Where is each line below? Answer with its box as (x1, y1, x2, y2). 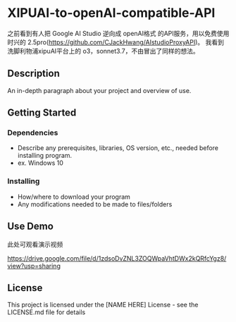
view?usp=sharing (7, 261, 61, 270)
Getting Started (7, 107, 77, 119)
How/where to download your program (17, 192, 130, 201)
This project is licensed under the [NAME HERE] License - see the (7, 301, 199, 309)
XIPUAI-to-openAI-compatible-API (7, 5, 216, 21)
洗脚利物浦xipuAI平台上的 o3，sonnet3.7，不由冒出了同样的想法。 (7, 47, 199, 55)
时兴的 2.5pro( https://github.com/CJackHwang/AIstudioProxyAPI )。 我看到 (7, 37, 224, 47)
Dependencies (7, 128, 58, 138)
